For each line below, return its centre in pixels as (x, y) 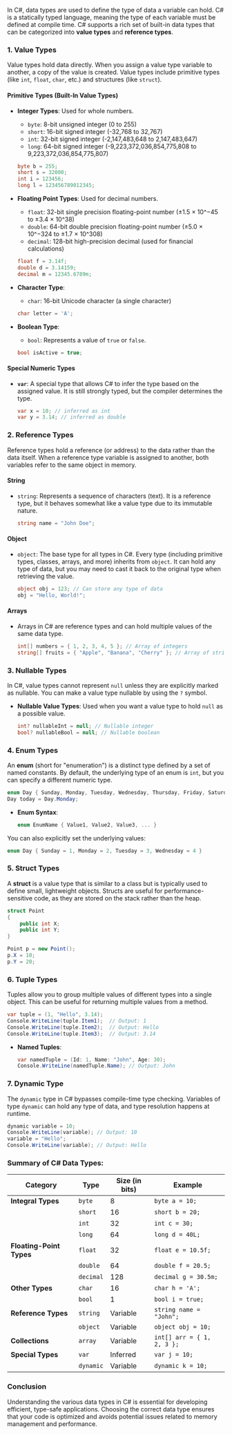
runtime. (19, 1113)
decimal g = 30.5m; (186, 1277)
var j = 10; (174, 1355)
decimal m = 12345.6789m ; (54, 274)
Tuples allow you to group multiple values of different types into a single (109, 994)
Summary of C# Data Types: (56, 1163)
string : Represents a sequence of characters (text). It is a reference (114, 496)
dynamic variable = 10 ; (41, 1126)
